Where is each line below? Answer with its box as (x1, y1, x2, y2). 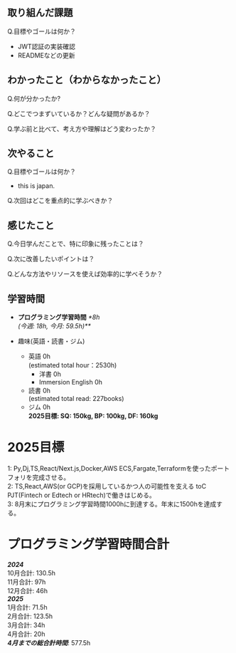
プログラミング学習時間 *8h (17, 313, 100, 322)
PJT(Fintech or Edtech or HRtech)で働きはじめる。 (7, 491, 156, 499)
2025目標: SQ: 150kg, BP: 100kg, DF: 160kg (28, 412, 159, 420)
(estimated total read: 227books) (28, 395, 124, 403)
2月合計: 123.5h (7, 612, 53, 620)
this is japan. (17, 182, 55, 190)
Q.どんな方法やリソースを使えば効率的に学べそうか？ (7, 270, 163, 278)
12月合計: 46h (7, 586, 48, 595)
